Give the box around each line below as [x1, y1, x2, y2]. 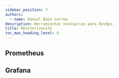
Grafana [5, 66, 31, 74]
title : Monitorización [5, 26, 52, 31]
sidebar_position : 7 [5, 7, 48, 12]
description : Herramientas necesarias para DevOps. [5, 21, 115, 26]
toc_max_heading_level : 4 [5, 30, 59, 35]
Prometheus [5, 49, 44, 57]
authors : [5, 12, 23, 17]
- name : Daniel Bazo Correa [9, 16, 68, 21]
